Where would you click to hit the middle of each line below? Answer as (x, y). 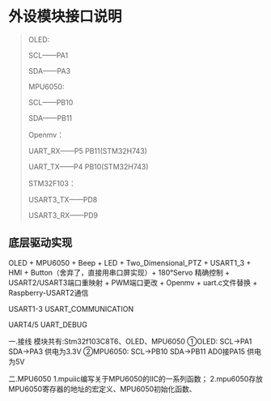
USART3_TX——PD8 (63, 199)
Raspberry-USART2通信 (49, 292)
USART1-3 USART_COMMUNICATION (71, 309)
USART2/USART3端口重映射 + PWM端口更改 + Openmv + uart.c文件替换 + (133, 282)
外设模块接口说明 (66, 17)
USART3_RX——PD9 (63, 215)
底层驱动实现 (40, 243)
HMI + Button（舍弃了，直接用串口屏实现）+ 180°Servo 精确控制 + (119, 272)
